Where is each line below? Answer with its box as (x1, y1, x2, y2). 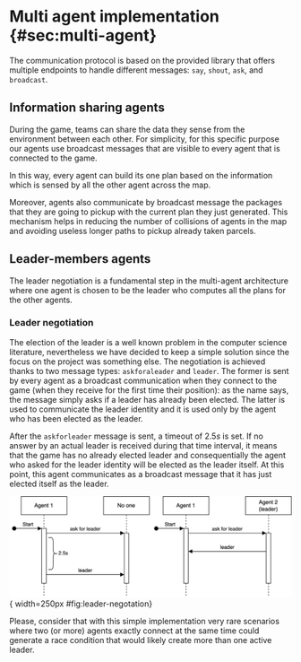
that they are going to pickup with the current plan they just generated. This (9, 206, 288, 217)
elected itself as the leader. (9, 478, 109, 489)
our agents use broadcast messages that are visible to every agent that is (9, 143, 280, 153)
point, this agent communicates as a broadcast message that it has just (9, 468, 272, 479)
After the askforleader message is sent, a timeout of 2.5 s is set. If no (9, 431, 264, 441)
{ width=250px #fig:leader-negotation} (9, 598, 153, 609)
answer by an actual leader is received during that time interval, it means (9, 440, 278, 450)
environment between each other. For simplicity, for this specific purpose (9, 133, 279, 144)
